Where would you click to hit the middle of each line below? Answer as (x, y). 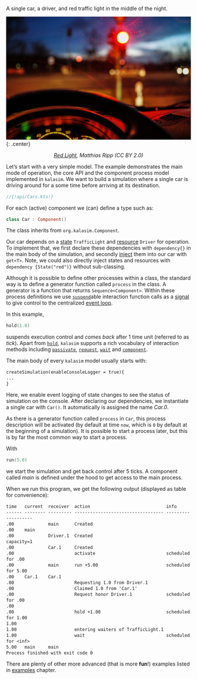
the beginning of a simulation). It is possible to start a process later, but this (97, 431)
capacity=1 (19, 542)
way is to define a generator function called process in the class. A (86, 284)
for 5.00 (17, 571)
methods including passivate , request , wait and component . (77, 349)
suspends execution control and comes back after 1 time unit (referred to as (98, 337)
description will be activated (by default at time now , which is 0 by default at (97, 425)
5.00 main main (33, 647)
